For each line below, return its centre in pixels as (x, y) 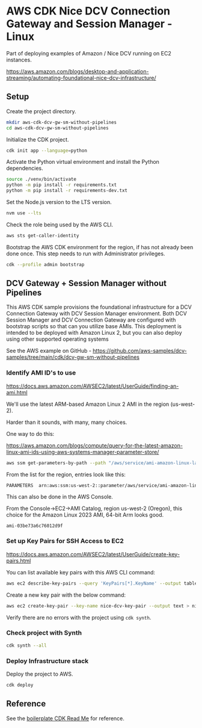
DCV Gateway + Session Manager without (87, 283)
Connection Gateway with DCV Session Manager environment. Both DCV (97, 314)
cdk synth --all (26, 646)
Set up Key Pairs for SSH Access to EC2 (65, 541)
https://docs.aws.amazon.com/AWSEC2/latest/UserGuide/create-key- (93, 554)
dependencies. (25, 168)
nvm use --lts (24, 213)
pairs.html (19, 561)
